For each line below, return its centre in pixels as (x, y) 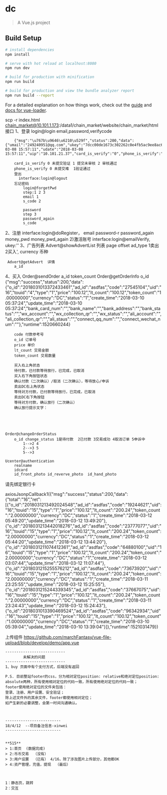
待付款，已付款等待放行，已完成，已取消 (49, 371)
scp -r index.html (23, 120)
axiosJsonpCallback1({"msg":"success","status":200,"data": (67, 494)
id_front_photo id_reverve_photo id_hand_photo (65, 474)
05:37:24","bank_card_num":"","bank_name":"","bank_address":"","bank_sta (83, 308)
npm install (17, 54)
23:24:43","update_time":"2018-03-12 (44, 605)
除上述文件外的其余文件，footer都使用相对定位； (49, 698)
